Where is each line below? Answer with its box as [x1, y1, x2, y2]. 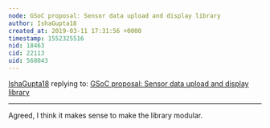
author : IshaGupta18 [8, 19, 78, 27]
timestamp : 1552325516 [8, 34, 84, 43]
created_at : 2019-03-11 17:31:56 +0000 [8, 27, 142, 35]
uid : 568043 [8, 57, 48, 65]
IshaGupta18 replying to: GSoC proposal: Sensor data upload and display [8, 78, 249, 89]
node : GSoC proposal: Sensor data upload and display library [8, 11, 221, 20]
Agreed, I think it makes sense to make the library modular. [8, 110, 203, 120]
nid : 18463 [8, 42, 45, 50]
